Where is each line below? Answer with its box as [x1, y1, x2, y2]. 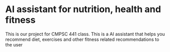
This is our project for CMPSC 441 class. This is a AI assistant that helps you [5, 31, 165, 37]
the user [5, 41, 23, 47]
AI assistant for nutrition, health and [5, 4, 161, 15]
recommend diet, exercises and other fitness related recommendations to [5, 36, 159, 42]
